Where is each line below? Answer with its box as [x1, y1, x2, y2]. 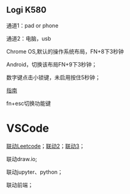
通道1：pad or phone [6, 21, 59, 29]
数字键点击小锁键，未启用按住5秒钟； [6, 73, 101, 81]
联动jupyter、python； [6, 168, 63, 176]
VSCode [6, 121, 49, 135]
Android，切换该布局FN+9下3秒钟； [6, 60, 98, 68]
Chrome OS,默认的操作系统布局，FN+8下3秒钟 [6, 48, 124, 55]
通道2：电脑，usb [6, 35, 51, 42]
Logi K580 [6, 5, 47, 15]
